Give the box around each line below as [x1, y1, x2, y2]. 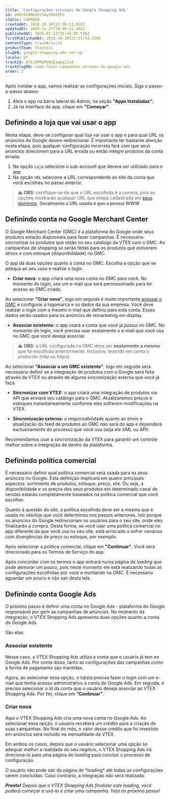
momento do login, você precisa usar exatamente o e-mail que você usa [12, 327, 164, 333]
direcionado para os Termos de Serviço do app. [5, 549, 105, 555]
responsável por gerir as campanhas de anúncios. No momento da [5, 609, 145, 615]
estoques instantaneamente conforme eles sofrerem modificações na [12, 400, 159, 406]
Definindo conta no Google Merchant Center [5, 215, 149, 224]
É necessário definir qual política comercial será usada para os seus [5, 470, 148, 476]
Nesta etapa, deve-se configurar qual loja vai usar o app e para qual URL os [5, 132, 164, 138]
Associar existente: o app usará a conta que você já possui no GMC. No [12, 322, 165, 328]
